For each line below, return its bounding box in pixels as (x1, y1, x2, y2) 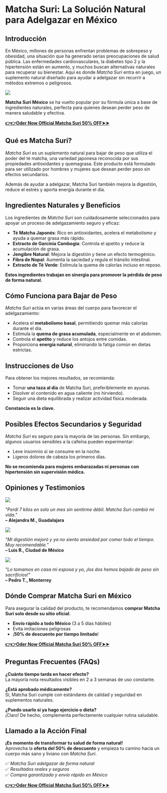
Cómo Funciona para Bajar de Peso (5, 292, 118, 300)
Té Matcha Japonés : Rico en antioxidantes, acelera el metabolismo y (12, 230, 156, 236)
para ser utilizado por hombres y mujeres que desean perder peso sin (5, 166, 150, 172)
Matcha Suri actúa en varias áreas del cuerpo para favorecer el (5, 305, 137, 311)
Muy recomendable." (5, 542, 49, 548)
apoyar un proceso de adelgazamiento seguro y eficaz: (5, 220, 120, 226)
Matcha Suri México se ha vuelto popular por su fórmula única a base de (5, 99, 158, 105)
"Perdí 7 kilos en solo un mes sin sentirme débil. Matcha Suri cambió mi (5, 506, 155, 512)
